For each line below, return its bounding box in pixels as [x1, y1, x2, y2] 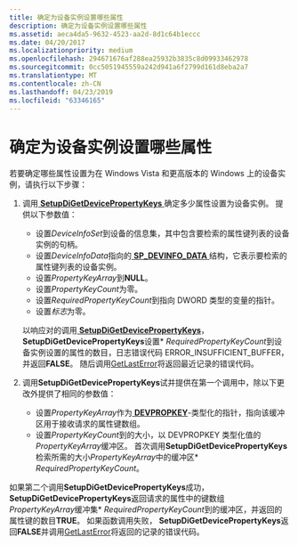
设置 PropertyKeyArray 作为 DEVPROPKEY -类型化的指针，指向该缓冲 [35, 407, 286, 419]
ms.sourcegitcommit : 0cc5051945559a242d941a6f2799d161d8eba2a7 [9, 63, 249, 72]
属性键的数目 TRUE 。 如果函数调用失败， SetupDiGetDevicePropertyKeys [9, 516, 282, 526]
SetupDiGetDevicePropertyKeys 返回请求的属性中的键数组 [9, 493, 225, 504]
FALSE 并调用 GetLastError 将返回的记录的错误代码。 [17, 526, 205, 537]
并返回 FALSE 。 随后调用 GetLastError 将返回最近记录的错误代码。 [21, 358, 260, 370]
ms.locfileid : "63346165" [9, 95, 105, 105]
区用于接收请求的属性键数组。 [35, 419, 145, 429]
